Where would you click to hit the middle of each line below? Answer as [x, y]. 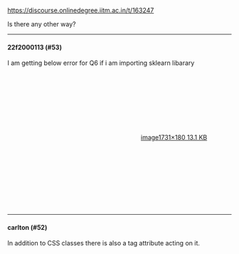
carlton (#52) [27, 227]
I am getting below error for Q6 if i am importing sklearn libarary [101, 63]
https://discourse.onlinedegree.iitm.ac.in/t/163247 [81, 10]
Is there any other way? [42, 24]
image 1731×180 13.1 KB [174, 138]
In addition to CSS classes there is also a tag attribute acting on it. [104, 243]
